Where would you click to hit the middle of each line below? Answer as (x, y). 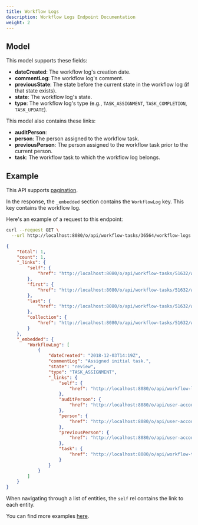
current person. (34, 151)
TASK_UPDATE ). (31, 110)
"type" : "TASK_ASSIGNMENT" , (82, 372)
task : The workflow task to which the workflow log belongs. (87, 157)
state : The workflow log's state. (53, 97)
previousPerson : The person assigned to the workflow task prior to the (101, 145)
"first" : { (41, 284)
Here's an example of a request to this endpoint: (65, 219)
